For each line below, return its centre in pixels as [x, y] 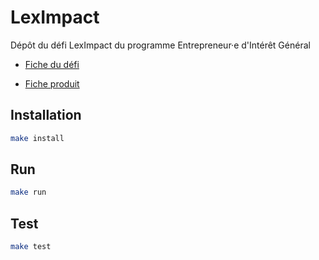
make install [37, 138]
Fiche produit [52, 83]
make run [28, 192]
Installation [46, 115]
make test [31, 247]
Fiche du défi [52, 64]
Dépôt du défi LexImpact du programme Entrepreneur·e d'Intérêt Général [160, 45]
